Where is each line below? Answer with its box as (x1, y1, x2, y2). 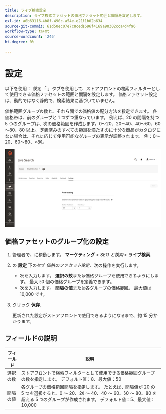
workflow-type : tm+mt (5, 29, 50, 34)
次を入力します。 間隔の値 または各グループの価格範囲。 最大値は (19, 285, 152, 291)
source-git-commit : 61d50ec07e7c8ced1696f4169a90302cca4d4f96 (5, 24, 136, 29)
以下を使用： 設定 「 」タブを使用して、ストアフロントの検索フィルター (5, 85, 152, 91)
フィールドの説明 (5, 334, 57, 342)
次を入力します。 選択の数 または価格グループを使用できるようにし (19, 273, 155, 278)
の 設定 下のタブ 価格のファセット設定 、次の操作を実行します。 (12, 262, 142, 268)
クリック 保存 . (12, 302, 41, 308)
